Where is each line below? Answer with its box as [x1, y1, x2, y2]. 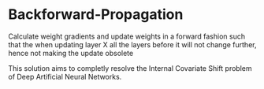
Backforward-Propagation [8, 6, 184, 24]
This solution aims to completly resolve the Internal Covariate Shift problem [8, 63, 252, 72]
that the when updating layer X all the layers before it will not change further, [8, 39, 257, 49]
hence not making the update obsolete [8, 48, 134, 57]
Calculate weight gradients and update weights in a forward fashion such [8, 32, 246, 41]
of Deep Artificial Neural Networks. [8, 72, 122, 81]
